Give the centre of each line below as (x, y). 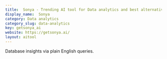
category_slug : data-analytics (38, 23)
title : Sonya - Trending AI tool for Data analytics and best (72, 10)
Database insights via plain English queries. (50, 51)
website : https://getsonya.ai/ (38, 32)
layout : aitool (21, 37)
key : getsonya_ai (23, 28)
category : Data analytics (32, 19)
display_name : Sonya (28, 14)
